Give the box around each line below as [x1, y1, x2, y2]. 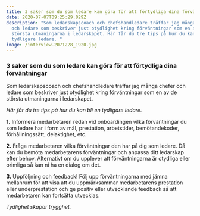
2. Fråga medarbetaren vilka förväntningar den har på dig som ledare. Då [6, 142, 186, 149]
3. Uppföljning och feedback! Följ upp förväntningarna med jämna [6, 173, 168, 180]
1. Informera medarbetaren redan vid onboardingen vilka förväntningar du [6, 118, 187, 126]
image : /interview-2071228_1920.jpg [6, 42, 97, 48]
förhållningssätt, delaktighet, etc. [6, 131, 87, 138]
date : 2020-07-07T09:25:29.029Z [6, 14, 86, 20]
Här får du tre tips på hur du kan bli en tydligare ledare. [6, 107, 142, 114]
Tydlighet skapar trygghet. [6, 204, 71, 211]
